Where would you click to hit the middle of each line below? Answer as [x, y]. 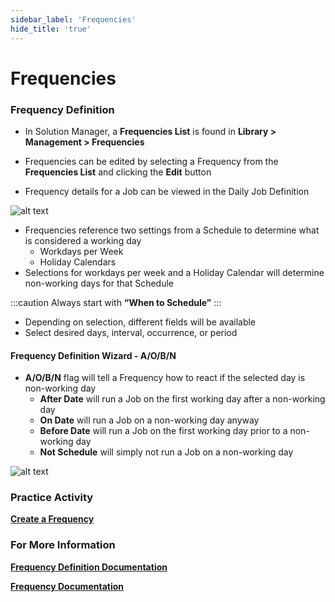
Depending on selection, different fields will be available [140, 322]
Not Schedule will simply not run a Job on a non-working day [166, 452]
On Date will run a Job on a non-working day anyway [149, 420]
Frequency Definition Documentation [89, 567]
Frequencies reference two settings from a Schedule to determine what [172, 230]
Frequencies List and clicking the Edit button [118, 172]
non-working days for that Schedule [99, 283]
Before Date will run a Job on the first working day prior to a [163, 431]
